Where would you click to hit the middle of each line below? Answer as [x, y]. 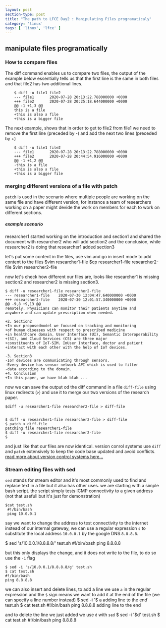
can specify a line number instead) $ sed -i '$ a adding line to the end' [77, 600]
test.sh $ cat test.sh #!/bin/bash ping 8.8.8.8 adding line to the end [73, 605]
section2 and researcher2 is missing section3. [52, 282]
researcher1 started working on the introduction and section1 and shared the [83, 236]
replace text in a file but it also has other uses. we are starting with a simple [82, 486]
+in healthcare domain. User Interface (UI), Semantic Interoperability [82, 335]
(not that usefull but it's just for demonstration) [53, 496]
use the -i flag [20, 558]
